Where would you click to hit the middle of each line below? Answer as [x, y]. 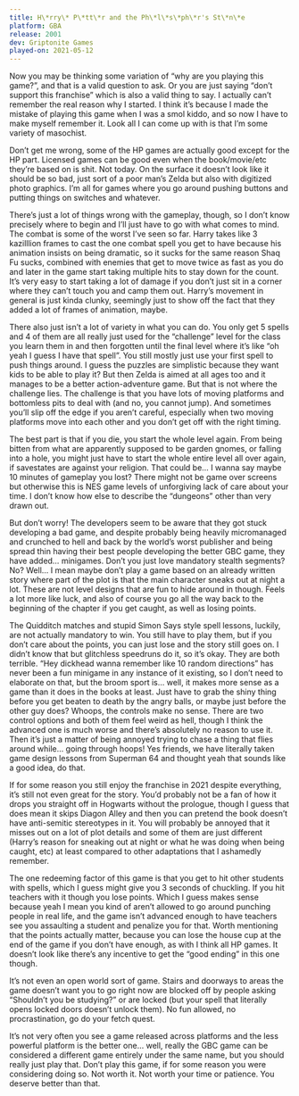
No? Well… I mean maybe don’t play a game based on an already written [142, 570]
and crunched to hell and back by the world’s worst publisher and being [141, 542]
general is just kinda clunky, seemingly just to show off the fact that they [142, 301]
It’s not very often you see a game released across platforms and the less [144, 1036]
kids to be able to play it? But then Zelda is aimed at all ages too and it [137, 375]
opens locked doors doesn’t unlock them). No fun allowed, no [123, 1009]
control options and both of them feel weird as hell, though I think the [136, 720]
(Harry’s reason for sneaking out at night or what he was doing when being [147, 842]
